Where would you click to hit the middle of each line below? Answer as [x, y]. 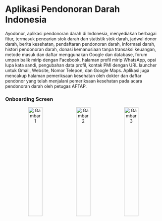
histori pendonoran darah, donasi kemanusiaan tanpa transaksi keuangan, [81, 49]
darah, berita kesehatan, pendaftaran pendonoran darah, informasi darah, [80, 44]
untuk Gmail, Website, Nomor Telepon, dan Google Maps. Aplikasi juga [77, 70]
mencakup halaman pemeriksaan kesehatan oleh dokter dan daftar [73, 75]
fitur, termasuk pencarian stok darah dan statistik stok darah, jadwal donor [81, 39]
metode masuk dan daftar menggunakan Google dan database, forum [76, 54]
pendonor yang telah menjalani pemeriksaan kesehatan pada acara [74, 81]
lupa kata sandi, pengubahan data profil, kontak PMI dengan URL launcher [81, 65]
